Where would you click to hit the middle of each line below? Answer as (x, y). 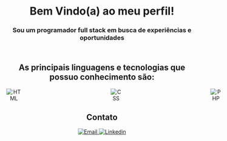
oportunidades (102, 38)
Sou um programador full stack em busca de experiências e (102, 30)
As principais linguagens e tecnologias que (102, 68)
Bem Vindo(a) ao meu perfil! (102, 11)
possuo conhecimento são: (102, 77)
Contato (102, 117)
